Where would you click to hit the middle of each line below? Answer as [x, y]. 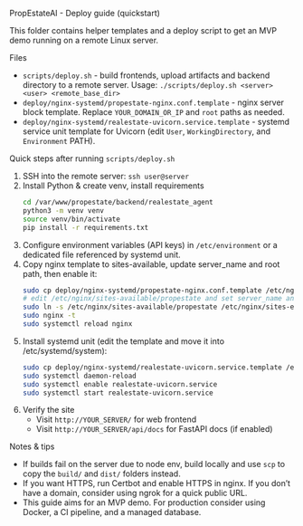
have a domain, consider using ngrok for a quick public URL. [135, 493]
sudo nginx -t [49, 316]
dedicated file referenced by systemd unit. [101, 254]
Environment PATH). [59, 141]
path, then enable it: [60, 273]
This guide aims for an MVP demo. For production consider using [144, 502]
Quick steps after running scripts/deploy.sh [92, 158]
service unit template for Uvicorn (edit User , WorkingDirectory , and [147, 131]
